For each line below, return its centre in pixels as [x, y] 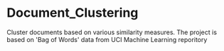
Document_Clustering [73, 13]
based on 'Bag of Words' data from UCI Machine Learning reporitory [107, 39]
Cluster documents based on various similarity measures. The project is [112, 32]
